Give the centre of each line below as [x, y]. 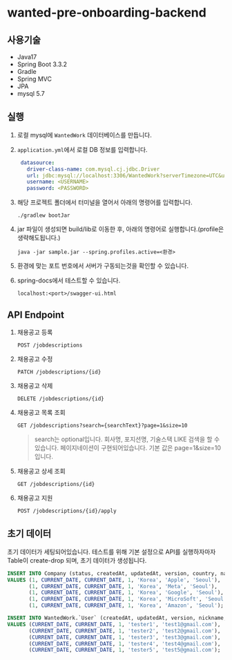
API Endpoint [36, 314]
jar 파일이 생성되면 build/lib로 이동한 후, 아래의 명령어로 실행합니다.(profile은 [120, 229]
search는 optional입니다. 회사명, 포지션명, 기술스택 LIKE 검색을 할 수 [127, 439]
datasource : [38, 163]
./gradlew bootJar [43, 215]
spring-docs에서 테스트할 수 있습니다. [69, 280]
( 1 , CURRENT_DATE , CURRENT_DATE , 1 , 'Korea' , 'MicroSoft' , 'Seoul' [128, 599]
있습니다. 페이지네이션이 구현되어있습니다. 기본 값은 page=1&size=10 [128, 448]
